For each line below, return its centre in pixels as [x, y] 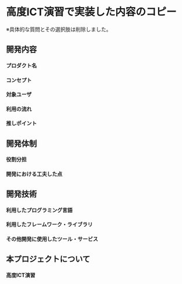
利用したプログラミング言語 [39, 210]
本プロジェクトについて [48, 259]
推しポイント [21, 123]
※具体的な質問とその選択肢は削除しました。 [59, 29]
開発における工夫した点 [34, 174]
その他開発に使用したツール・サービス [52, 239]
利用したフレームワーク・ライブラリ [50, 224]
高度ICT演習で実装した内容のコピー [91, 12]
